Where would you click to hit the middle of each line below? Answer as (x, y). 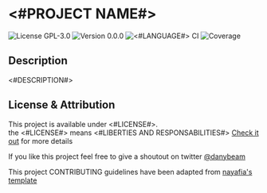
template (23, 180)
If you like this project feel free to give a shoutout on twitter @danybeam (127, 156)
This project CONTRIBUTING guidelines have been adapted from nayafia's (130, 172)
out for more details (41, 141)
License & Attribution (62, 105)
